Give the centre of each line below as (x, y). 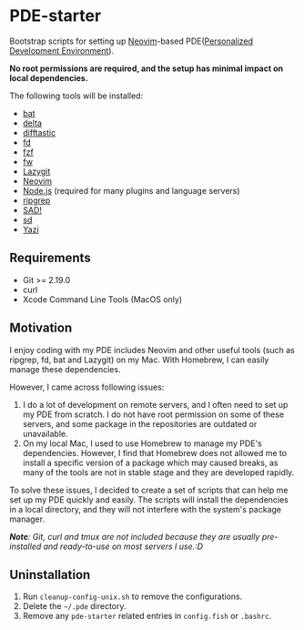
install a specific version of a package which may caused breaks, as (150, 462)
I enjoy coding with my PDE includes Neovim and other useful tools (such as (152, 350)
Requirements (50, 258)
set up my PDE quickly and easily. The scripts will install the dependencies (149, 499)
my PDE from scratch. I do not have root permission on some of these (153, 414)
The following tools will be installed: (76, 96)
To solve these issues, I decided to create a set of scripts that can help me (149, 490)
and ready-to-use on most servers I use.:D (123, 546)
